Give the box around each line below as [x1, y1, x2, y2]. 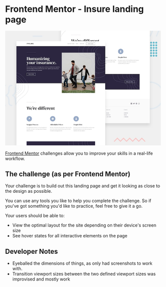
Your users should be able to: [5, 213, 65, 219]
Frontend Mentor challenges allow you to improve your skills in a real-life [5, 150, 153, 156]
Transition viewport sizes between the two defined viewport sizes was [12, 271, 156, 277]
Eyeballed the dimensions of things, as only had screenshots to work [12, 260, 153, 266]
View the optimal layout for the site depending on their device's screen [12, 222, 157, 229]
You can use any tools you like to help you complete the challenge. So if [5, 198, 152, 204]
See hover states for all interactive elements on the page [12, 233, 127, 239]
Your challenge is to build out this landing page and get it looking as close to [5, 183, 161, 189]
